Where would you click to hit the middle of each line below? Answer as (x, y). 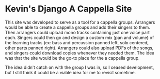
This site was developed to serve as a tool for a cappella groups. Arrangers (80, 22)
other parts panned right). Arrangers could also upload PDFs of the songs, (79, 48)
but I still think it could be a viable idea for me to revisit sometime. (71, 72)
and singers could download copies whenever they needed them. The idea (80, 53)
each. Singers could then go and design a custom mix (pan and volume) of (80, 38)
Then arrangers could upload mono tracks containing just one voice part (77, 32)
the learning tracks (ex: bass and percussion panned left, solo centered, (77, 42)
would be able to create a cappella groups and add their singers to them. (78, 27)
